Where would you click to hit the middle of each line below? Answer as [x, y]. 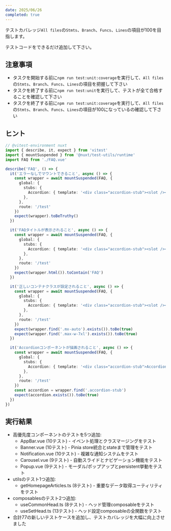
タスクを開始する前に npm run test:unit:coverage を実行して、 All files [88, 78]
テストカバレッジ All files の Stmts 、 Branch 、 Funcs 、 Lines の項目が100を [81, 30]
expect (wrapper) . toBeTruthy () [47, 216]
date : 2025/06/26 [24, 10]
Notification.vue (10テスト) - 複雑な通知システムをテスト [79, 454]
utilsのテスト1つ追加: [34, 479]
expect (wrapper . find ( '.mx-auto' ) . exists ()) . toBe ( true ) [74, 329]
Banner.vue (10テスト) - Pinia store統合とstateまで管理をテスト [86, 448]
